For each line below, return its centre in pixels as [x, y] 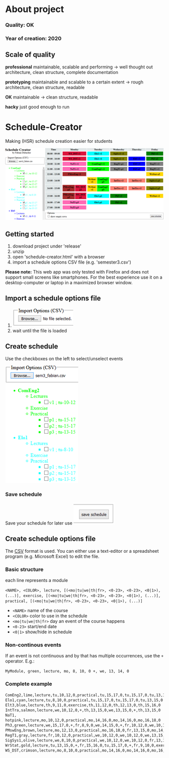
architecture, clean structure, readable [45, 87]
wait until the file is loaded [39, 330]
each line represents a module [36, 580]
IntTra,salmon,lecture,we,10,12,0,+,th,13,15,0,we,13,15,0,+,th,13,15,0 [83, 710]
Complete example [29, 684]
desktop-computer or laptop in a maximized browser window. [69, 282]
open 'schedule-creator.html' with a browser [59, 257]
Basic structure [24, 569]
